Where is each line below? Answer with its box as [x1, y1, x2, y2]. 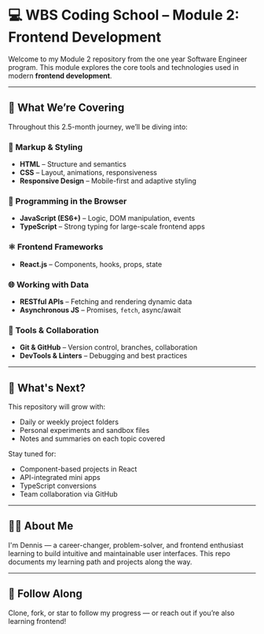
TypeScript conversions [19, 481, 97, 491]
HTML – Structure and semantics [19, 159, 127, 169]
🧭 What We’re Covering [8, 101, 125, 115]
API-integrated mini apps [19, 473, 101, 482]
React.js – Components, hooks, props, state [19, 259, 163, 269]
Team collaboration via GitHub [19, 489, 118, 499]
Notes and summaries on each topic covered [19, 434, 166, 444]
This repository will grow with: [8, 402, 106, 412]
